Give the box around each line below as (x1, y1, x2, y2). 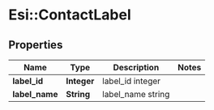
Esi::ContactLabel (8, 6, 131, 24)
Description (113, 62, 160, 73)
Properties (8, 38, 63, 52)
